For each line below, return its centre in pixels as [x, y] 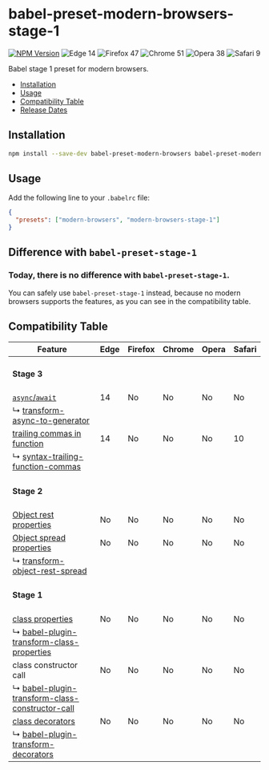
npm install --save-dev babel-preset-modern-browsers [100, 153]
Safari [245, 349]
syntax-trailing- [53, 456]
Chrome [179, 349]
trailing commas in [47, 434]
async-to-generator [51, 420]
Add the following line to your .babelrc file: [79, 198]
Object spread [39, 537]
